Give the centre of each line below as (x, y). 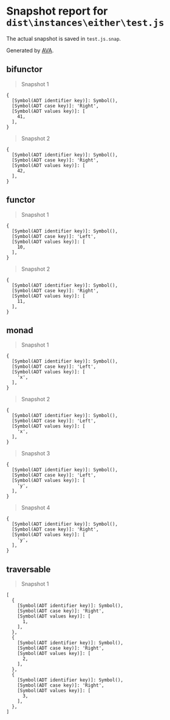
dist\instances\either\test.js (85, 23)
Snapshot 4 (36, 508)
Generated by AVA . (30, 50)
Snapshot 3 (36, 453)
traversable (29, 569)
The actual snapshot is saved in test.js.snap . (64, 38)
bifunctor (24, 70)
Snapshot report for (57, 11)
